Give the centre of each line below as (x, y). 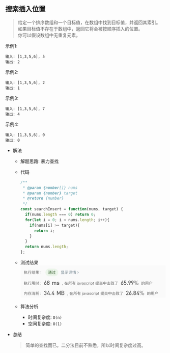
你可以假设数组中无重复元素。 (49, 35)
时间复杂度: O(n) (45, 317)
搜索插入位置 (25, 9)
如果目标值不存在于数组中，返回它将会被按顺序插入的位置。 (80, 29)
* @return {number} (43, 198)
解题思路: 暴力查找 (39, 161)
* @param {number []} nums (50, 187)
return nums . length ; (47, 247)
